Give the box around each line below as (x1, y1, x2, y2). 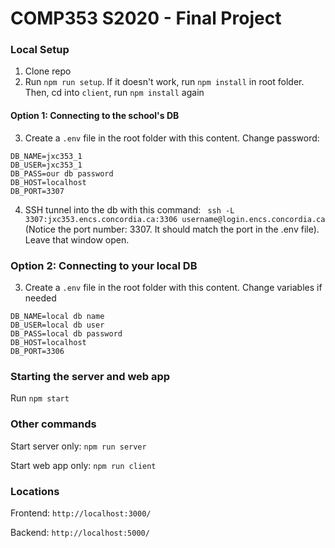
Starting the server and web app (10, 369, 171, 383)
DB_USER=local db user (10, 320, 105, 330)
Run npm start (10, 392, 70, 404)
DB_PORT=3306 (10, 346, 65, 356)
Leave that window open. (24, 233, 130, 246)
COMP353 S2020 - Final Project (10, 7, 282, 30)
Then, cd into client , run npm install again (24, 87, 205, 99)
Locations (10, 484, 60, 498)
